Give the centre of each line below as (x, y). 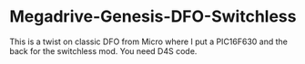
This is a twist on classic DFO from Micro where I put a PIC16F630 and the (149, 41)
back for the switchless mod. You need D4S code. (103, 50)
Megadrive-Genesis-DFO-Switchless (153, 17)
